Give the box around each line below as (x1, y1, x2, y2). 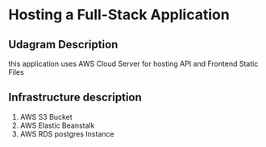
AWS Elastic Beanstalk (19, 120, 95, 130)
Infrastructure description (8, 91, 143, 104)
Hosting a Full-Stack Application (8, 6, 230, 24)
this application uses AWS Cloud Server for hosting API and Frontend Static (8, 59, 259, 68)
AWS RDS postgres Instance (19, 129, 114, 138)
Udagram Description (8, 38, 118, 51)
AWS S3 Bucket (19, 112, 73, 121)
